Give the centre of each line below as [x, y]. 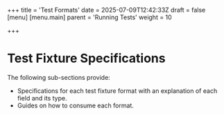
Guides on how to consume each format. [75, 105]
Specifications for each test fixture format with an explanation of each [117, 91]
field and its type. [42, 98]
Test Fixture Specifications [86, 59]
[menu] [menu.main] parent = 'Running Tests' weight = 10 [89, 17]
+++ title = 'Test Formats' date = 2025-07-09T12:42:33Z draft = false [106, 10]
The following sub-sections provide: [59, 77]
